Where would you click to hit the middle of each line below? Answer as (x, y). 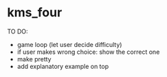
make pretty (34, 59)
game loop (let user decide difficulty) (69, 44)
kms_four (35, 13)
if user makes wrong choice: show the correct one (88, 52)
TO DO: (18, 31)
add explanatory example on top (63, 66)
